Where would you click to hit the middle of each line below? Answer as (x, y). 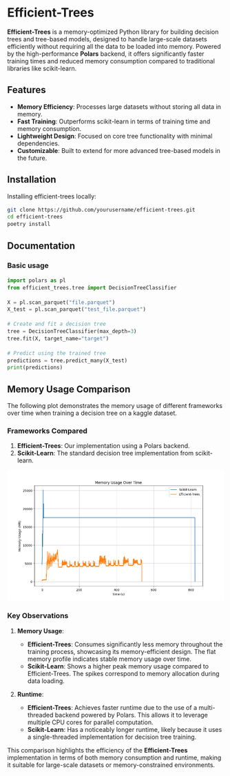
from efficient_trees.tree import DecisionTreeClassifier (92, 287)
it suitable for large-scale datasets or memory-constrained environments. (111, 765)
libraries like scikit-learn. (42, 68)
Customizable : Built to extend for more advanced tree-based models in (118, 150)
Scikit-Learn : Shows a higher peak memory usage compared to (118, 666)
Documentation (41, 246)
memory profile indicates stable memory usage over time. (109, 659)
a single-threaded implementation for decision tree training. (112, 737)
